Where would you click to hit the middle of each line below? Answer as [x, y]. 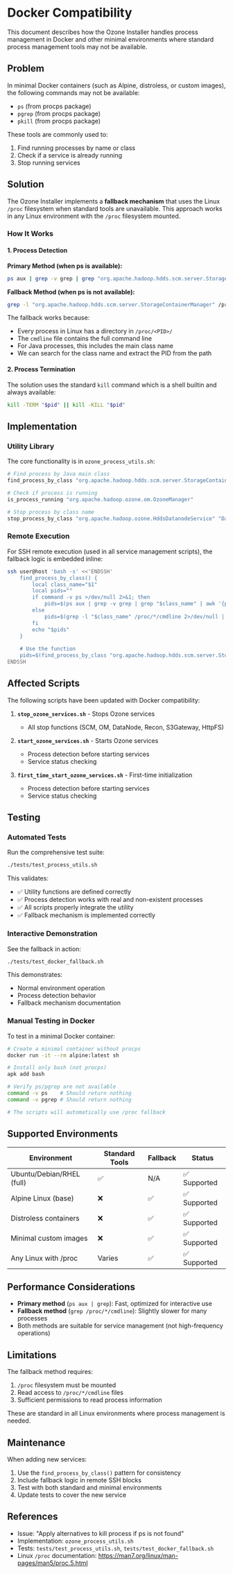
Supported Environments [63, 1134]
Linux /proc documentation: [57, 1555]
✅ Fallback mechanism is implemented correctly [86, 915]
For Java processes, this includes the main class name [95, 346]
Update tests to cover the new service [72, 1495]
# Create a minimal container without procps [74, 1049]
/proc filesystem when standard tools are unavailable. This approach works [115, 208]
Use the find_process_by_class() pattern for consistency [99, 1473]
